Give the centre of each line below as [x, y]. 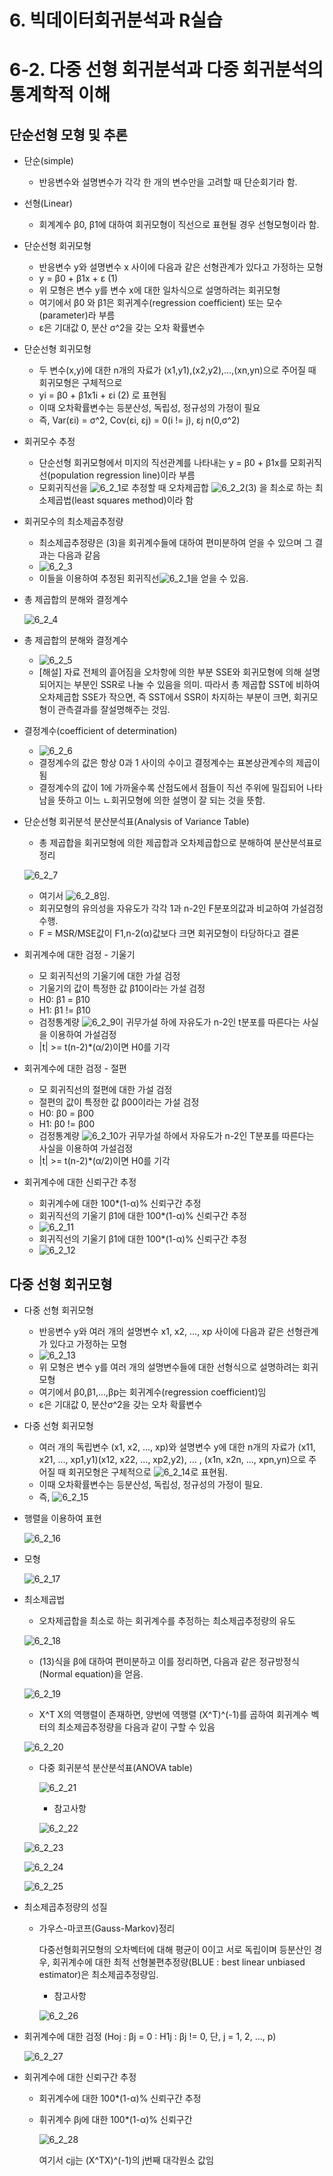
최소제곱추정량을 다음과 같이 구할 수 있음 [136, 1727]
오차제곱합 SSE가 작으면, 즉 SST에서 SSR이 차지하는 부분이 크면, [165, 697]
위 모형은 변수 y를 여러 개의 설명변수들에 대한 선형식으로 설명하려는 [169, 1367]
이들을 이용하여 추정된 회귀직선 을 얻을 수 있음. [143, 578]
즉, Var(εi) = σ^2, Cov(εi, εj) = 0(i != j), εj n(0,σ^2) [139, 420]
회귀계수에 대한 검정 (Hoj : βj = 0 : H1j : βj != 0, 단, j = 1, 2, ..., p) [150, 2036]
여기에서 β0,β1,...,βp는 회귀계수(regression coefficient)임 [152, 1392]
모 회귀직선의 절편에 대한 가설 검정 [105, 1090]
